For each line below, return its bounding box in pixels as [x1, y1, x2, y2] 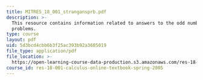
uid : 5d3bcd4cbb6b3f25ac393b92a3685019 [6, 43, 107, 49]
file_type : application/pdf [6, 48, 77, 54]
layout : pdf [6, 37, 36, 43]
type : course [6, 31, 39, 37]
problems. [11, 25, 36, 32]
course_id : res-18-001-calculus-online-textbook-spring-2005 [6, 64, 164, 71]
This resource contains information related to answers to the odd [11, 20, 185, 26]
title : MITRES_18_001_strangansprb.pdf [6, 8, 107, 15]
